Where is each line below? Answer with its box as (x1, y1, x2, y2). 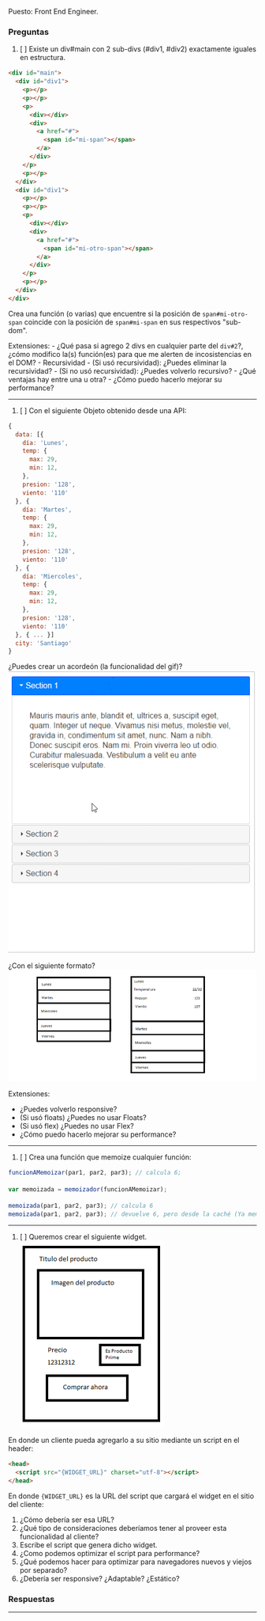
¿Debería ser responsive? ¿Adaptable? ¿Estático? (19, 1574, 180, 1583)
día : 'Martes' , (22, 506, 73, 514)
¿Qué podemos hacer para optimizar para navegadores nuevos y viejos (19, 1557, 252, 1566)
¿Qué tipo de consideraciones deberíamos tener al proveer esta (19, 1523, 227, 1532)
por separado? (19, 1565, 68, 1574)
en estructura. (19, 53, 65, 63)
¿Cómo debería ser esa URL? (19, 1515, 114, 1524)
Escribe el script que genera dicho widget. (19, 1539, 158, 1550)
